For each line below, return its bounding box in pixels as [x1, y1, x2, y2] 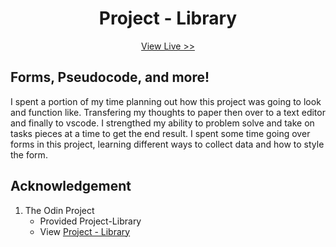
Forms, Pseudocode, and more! [10, 69, 210, 86]
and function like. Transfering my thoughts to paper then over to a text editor [10, 106, 326, 118]
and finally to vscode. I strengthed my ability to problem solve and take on [10, 117, 315, 129]
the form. [10, 148, 48, 161]
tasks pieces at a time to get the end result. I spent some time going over [10, 127, 311, 139]
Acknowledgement [10, 178, 132, 195]
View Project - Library [39, 225, 131, 237]
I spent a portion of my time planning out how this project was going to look [10, 95, 322, 107]
